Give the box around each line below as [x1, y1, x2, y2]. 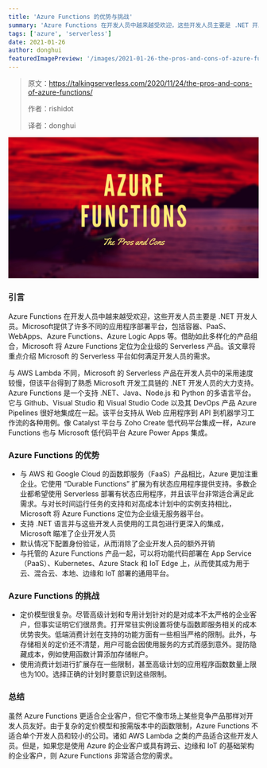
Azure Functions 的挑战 [8, 591, 100, 602]
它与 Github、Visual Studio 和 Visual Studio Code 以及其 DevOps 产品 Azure [8, 398, 257, 407]
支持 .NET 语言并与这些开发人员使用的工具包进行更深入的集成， [19, 519, 228, 529]
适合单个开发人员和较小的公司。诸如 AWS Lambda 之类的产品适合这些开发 [8, 731, 252, 740]
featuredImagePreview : [8, 55, 83, 63]
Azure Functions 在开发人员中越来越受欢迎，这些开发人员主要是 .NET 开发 [8, 311, 251, 321]
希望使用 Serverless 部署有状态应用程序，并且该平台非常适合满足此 [33, 489, 254, 498]
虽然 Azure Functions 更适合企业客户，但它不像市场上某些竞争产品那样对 [8, 711, 247, 720]
